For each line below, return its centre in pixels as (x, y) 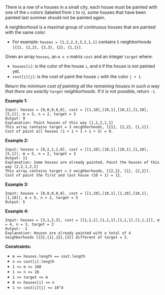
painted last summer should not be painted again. (55, 17)
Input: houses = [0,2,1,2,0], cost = (44, 149)
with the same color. (26, 32)
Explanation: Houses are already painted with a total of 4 (68, 233)
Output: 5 (15, 202)
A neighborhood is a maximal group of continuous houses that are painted (81, 27)
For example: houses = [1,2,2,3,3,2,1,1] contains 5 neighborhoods (82, 42)
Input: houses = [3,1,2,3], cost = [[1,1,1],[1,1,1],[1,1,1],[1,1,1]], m (82, 220)
